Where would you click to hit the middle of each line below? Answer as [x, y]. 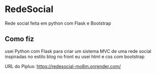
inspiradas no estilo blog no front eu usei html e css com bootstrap [75, 56]
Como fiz [19, 39]
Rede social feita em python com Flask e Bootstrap [58, 23]
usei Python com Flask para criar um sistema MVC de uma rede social [78, 51]
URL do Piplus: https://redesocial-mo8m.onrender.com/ [63, 66]
